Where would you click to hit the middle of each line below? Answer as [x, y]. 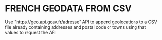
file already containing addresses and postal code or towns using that [76, 27]
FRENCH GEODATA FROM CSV [68, 9]
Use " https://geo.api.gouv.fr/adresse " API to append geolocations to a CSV [81, 22]
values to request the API [31, 32]
